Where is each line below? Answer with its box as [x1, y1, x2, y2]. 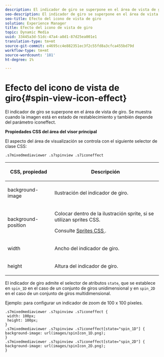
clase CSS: [5, 144, 27, 149]
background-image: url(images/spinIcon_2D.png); [5, 344, 106, 349]
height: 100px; [7, 318, 38, 323]
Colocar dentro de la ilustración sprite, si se [54, 210, 154, 217]
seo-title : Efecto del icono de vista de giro [5, 16, 102, 21]
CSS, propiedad [10, 168, 47, 175]
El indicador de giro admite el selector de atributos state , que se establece [5, 280, 156, 286]
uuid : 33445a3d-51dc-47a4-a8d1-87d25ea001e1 [5, 35, 97, 40]
